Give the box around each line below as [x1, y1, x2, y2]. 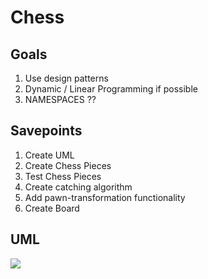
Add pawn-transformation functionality [24, 191, 186, 203]
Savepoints [10, 122, 83, 140]
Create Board [24, 202, 80, 214]
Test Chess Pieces [24, 170, 102, 182]
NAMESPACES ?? [24, 94, 97, 105]
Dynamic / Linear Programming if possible [24, 83, 198, 95]
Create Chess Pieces [24, 159, 112, 171]
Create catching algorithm [24, 181, 133, 193]
